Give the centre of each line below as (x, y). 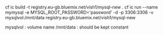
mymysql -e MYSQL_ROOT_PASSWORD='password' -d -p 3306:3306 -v (79, 12)
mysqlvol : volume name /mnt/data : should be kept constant (67, 27)
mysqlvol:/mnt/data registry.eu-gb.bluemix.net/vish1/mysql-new (70, 17)
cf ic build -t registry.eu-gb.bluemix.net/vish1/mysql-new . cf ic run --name (81, 7)
